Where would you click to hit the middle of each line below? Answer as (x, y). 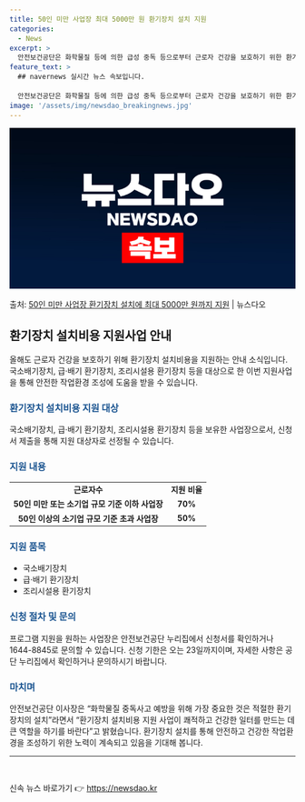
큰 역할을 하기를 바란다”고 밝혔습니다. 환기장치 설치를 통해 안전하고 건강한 (139, 731)
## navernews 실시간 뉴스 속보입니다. (81, 77)
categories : (32, 29)
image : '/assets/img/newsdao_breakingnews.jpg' (101, 105)
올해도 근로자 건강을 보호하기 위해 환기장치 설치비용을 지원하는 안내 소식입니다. (149, 359)
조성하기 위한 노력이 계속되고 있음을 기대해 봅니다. (114, 743)
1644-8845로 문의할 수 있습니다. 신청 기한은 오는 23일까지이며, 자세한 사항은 (147, 649)
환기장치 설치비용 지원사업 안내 (91, 336)
